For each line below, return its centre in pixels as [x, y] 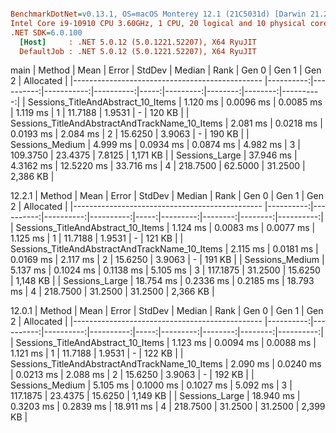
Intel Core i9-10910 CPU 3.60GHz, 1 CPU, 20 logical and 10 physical [158, 23]
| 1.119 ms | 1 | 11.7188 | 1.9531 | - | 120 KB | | [100, 113]
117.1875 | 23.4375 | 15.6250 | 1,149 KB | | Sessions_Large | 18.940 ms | [155, 396]
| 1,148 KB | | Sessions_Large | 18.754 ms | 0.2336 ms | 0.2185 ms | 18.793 [162, 281]
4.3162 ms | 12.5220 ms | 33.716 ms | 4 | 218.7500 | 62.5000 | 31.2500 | [158, 166]
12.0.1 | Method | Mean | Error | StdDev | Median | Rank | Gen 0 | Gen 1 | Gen [167, 311]
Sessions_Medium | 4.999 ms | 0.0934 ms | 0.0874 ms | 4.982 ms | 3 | [155, 145]
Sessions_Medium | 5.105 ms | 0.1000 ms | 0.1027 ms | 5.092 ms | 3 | [151, 385]
